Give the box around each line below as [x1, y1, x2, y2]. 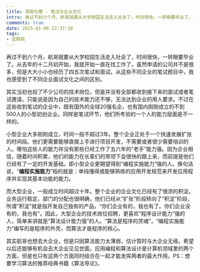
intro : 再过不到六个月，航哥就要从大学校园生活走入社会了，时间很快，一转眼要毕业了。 [6, 14, 193, 20]
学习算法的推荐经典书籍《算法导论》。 [11, 260, 103, 267]
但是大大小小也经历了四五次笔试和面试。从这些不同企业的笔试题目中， [16, 68, 189, 75]
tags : [6, 31, 20, 37]
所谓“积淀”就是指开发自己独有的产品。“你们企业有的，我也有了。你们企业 [6, 203, 186, 210]
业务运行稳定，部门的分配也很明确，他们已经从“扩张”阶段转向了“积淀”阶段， [6, 195, 193, 202]
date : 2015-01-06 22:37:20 [6, 25, 73, 31]
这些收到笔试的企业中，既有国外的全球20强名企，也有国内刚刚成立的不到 [6, 103, 185, 110]
